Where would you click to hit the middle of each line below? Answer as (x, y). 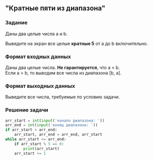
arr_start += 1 (30, 153)
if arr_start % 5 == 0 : (39, 144)
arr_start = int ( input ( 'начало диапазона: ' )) (55, 121)
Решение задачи (27, 110)
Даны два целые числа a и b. (36, 34)
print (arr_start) (41, 148)
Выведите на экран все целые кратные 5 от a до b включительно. (77, 43)
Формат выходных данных (40, 86)
